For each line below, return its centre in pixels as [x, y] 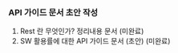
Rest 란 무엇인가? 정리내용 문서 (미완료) [82, 31]
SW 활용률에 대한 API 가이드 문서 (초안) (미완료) [95, 41]
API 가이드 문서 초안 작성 [53, 12]
